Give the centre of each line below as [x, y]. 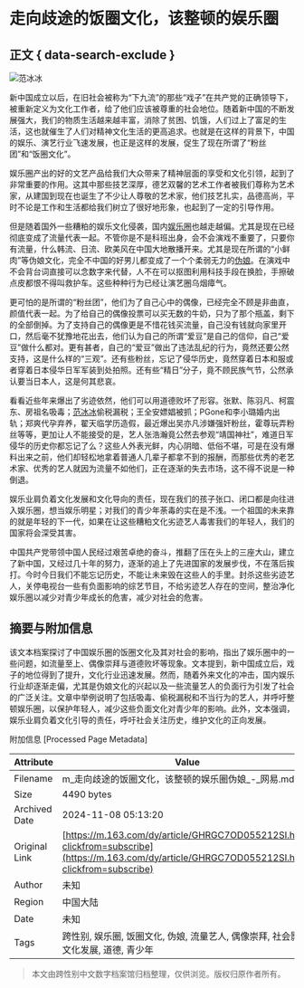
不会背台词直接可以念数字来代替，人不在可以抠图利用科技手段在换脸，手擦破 [152, 271]
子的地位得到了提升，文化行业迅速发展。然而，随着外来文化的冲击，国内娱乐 [152, 674]
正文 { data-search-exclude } [92, 55]
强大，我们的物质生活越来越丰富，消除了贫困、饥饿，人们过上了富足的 [147, 120]
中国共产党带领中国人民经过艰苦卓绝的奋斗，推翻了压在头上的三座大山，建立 [152, 552]
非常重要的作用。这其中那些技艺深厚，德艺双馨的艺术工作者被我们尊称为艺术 [152, 185]
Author [28, 885]
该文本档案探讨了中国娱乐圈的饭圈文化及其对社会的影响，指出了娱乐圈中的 [148, 651]
